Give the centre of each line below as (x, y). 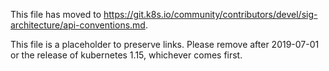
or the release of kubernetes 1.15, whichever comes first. (126, 55)
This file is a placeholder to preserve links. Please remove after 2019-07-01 (165, 44)
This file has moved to (56, 14)
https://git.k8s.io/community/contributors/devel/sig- (210, 14)
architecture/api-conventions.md (78, 25)
